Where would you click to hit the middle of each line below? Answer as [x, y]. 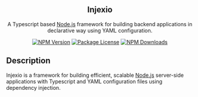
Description [28, 61]
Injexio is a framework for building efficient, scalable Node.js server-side [95, 75]
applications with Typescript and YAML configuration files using [84, 81]
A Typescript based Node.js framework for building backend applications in [100, 24]
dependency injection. [34, 87]
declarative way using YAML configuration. [100, 30]
